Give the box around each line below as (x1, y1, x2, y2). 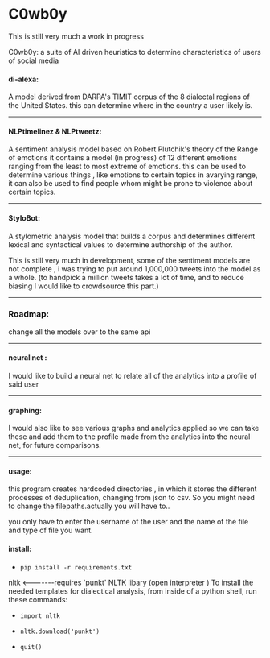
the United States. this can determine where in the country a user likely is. (8, 101, 253, 110)
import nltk (19, 611, 60, 620)
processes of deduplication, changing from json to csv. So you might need (8, 493, 255, 503)
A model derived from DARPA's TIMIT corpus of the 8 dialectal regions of (8, 92, 251, 101)
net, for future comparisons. (8, 441, 102, 450)
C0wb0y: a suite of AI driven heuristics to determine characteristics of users (8, 47, 261, 56)
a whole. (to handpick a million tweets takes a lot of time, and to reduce (8, 272, 245, 282)
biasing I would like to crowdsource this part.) (8, 281, 159, 291)
